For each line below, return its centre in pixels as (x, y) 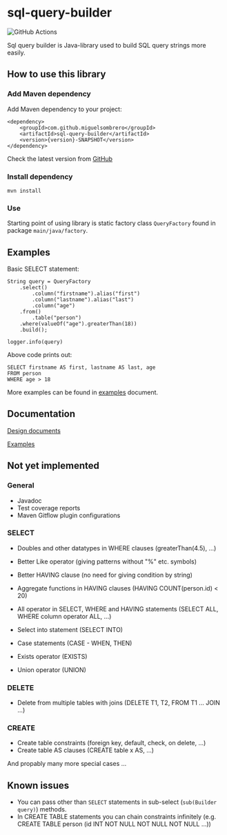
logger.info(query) (35, 342)
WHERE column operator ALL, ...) (64, 616)
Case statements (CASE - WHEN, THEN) (75, 643)
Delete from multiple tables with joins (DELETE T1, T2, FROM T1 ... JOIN (119, 703)
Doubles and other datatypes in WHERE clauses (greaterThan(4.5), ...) (117, 548)
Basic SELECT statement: (43, 269)
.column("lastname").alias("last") (83, 300)
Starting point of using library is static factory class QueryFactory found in (111, 223)
